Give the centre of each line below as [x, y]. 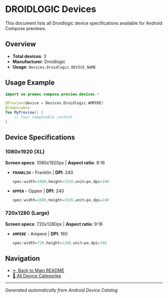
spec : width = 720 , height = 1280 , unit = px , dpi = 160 [59, 243]
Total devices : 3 [29, 56]
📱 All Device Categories [37, 276]
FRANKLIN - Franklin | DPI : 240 [43, 172]
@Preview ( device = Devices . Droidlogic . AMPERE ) [54, 103]
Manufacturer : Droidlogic [39, 62]
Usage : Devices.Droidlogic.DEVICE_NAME [54, 67]
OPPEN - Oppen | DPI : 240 [38, 191]
